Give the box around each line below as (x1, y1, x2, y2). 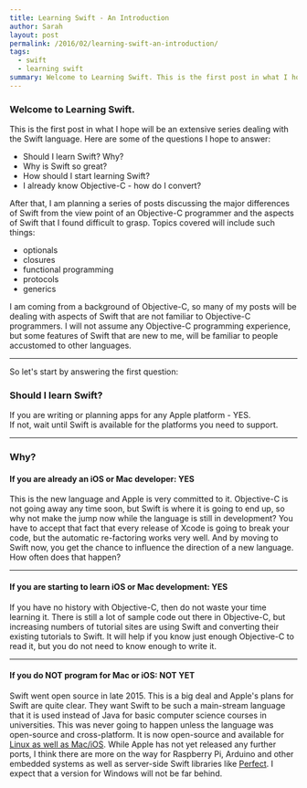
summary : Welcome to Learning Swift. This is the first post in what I (9, 73, 288, 82)
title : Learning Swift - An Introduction (9, 13, 170, 23)
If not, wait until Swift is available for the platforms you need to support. (9, 419, 279, 430)
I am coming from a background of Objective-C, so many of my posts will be (9, 301, 297, 312)
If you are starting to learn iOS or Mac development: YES (9, 582, 228, 593)
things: (9, 227, 36, 238)
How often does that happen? (9, 552, 122, 562)
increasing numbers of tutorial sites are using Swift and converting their (9, 621, 280, 632)
